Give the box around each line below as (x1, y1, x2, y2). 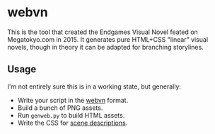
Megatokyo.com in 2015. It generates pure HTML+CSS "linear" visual (7, 35, 209, 43)
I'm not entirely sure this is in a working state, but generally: (7, 82, 182, 91)
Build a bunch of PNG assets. (17, 104, 103, 112)
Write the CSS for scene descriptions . (17, 118, 128, 127)
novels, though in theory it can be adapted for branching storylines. (7, 43, 204, 51)
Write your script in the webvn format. (17, 96, 129, 104)
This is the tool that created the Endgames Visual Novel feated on (7, 28, 198, 36)
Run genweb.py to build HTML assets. (17, 111, 125, 119)
